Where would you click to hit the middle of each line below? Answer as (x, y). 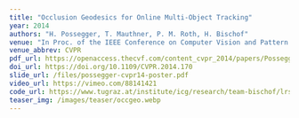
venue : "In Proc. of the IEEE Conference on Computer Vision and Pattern (149, 42)
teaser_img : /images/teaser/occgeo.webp (85, 100)
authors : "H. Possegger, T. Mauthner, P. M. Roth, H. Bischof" (129, 34)
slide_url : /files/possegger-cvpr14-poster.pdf (99, 75)
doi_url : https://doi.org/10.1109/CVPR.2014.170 (101, 67)
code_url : (28, 91)
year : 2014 (29, 26)
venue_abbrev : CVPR (45, 51)
